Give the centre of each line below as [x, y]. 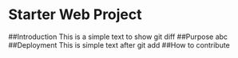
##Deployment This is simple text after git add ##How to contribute [119, 44]
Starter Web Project [75, 15]
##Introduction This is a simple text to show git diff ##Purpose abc [118, 37]
